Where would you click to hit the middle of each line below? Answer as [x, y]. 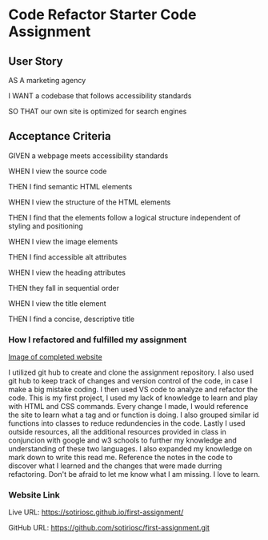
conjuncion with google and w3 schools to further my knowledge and [123, 440]
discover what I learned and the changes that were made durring [115, 466]
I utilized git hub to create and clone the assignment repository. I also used [131, 372]
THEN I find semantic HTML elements [70, 186]
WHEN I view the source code [58, 171]
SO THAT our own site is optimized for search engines [98, 111]
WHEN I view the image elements [63, 241]
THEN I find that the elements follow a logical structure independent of [125, 217]
